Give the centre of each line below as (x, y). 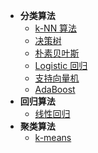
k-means (53, 137)
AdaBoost (55, 89)
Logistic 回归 (61, 65)
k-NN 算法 (56, 28)
